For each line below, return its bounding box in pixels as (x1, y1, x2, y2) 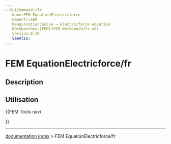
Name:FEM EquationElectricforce (12, 12, 81, 17)
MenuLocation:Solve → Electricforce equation (12, 21, 110, 27)
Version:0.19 (12, 31, 40, 36)
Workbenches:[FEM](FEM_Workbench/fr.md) (12, 26, 99, 32)
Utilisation (5, 95, 39, 104)
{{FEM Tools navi (5, 109, 41, 115)
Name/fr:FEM (12, 17, 38, 22)
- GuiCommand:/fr (5, 7, 42, 13)
